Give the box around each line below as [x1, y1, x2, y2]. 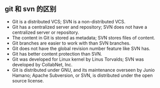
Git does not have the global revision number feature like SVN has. [12, 45, 150, 52]
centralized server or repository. [12, 29, 79, 35]
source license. [12, 77, 44, 83]
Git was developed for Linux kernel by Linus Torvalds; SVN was [12, 56, 144, 62]
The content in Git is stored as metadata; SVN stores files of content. [12, 34, 155, 40]
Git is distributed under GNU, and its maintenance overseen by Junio [12, 67, 155, 73]
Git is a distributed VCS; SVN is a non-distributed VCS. [12, 18, 126, 24]
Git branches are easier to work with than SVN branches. [12, 40, 131, 46]
